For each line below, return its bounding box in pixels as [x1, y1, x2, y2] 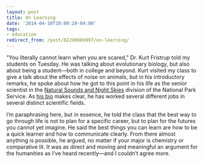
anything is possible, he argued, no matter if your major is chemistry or [6, 137, 184, 144]
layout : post [6, 9, 40, 15]
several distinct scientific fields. [6, 99, 86, 106]
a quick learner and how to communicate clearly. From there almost [6, 130, 176, 137]
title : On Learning [6, 15, 56, 21]
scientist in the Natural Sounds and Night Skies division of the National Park [6, 86, 197, 93]
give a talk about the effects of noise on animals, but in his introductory [6, 74, 185, 80]
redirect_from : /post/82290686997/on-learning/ [6, 37, 130, 43]
